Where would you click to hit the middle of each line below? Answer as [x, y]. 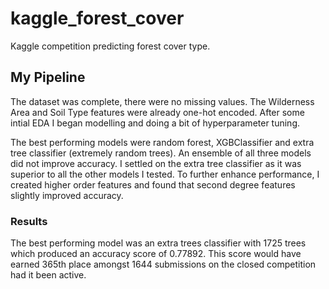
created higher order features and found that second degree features [153, 184]
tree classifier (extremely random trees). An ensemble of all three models [161, 153]
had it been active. [48, 275]
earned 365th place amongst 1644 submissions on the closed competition [163, 264]
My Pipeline [48, 77]
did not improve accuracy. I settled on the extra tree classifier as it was [156, 163]
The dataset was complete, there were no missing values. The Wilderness [162, 101]
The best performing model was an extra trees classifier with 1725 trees [158, 243]
